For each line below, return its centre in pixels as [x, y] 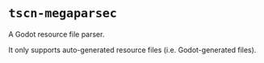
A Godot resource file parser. [57, 34]
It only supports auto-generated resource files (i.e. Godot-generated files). [132, 49]
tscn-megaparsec [63, 13]
